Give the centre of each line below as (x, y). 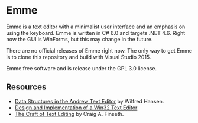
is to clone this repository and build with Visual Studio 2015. (79, 57)
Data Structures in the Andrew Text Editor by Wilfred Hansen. (89, 101)
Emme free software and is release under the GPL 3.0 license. (82, 68)
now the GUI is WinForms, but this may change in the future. (79, 39)
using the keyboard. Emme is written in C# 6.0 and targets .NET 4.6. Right (96, 33)
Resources (26, 87)
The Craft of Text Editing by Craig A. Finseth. (69, 114)
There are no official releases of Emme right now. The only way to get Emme (99, 50)
